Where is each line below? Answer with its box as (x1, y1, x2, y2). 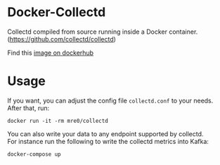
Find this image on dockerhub (7, 48, 93, 57)
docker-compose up (7, 150, 61, 158)
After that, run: (7, 103, 50, 112)
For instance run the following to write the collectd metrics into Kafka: (7, 137, 209, 145)
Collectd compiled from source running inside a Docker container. (7, 27, 198, 36)
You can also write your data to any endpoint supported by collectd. (7, 129, 204, 138)
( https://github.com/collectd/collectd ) (7, 34, 116, 43)
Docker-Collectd (7, 4, 106, 20)
